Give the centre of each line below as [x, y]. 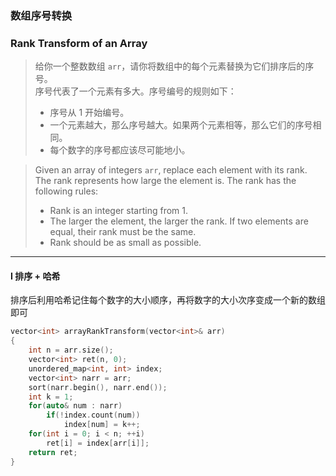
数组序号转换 [41, 15]
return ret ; [53, 452]
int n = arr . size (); [71, 350]
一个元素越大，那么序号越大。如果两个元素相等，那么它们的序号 [181, 125]
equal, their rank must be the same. [123, 232]
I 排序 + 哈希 [35, 276]
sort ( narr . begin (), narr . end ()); [98, 387]
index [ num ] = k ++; [102, 425]
